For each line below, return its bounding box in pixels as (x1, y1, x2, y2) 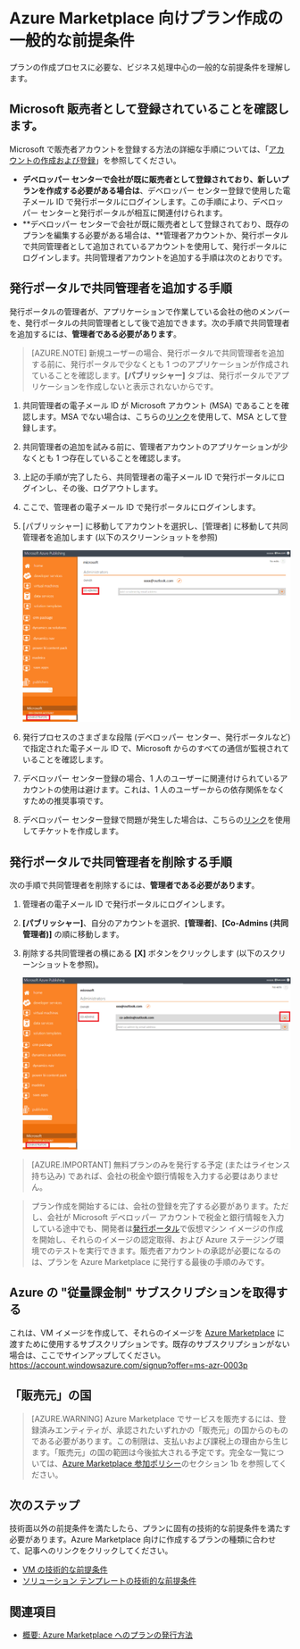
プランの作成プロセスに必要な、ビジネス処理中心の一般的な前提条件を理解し (9, 62, 291, 72)
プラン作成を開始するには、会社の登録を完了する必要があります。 (30, 1201, 274, 1211)
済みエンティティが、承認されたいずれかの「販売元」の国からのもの (38, 1424, 288, 1435)
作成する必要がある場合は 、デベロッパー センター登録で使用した (46, 185, 283, 196)
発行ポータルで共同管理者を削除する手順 (9, 854, 232, 869)
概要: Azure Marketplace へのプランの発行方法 (21, 1629, 194, 1640)
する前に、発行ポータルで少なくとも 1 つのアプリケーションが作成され (30, 358, 289, 369)
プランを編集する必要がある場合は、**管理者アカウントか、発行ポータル (21, 230, 288, 240)
